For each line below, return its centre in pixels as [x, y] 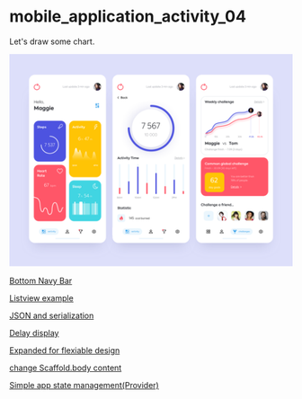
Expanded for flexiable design [65, 350]
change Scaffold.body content [66, 368]
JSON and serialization [52, 315]
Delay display [34, 332]
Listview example [41, 297]
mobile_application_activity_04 [128, 17]
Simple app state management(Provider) [84, 385]
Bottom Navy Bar [41, 280]
